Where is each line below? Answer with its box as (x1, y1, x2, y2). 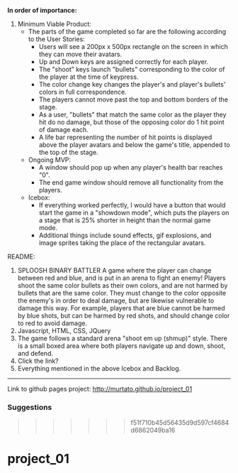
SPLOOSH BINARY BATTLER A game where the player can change (17, 266, 212, 274)
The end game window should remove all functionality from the (38, 178, 224, 187)
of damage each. (38, 126, 89, 134)
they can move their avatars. (38, 50, 123, 58)
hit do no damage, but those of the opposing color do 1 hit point (38, 118, 225, 126)
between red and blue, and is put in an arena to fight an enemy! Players (17, 273, 227, 282)
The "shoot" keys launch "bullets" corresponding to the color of (38, 65, 225, 73)
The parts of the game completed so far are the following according (28, 28, 227, 36)
